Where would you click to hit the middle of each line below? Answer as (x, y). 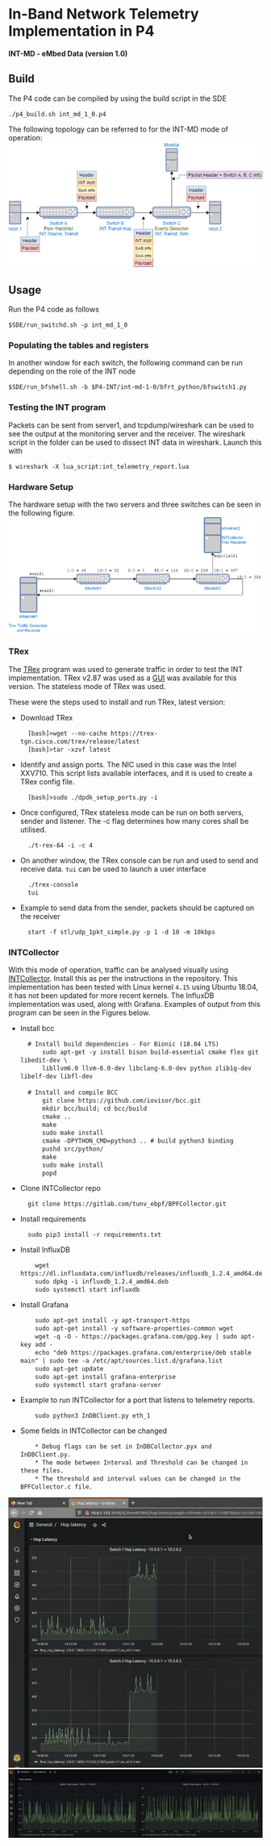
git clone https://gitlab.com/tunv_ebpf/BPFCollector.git (127, 1204)
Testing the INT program (57, 407)
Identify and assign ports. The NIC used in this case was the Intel (128, 764)
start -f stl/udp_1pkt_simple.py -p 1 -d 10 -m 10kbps (122, 932)
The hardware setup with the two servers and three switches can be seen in (135, 504)
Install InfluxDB (45, 1249)
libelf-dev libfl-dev (56, 1076)
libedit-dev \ (44, 1060)
